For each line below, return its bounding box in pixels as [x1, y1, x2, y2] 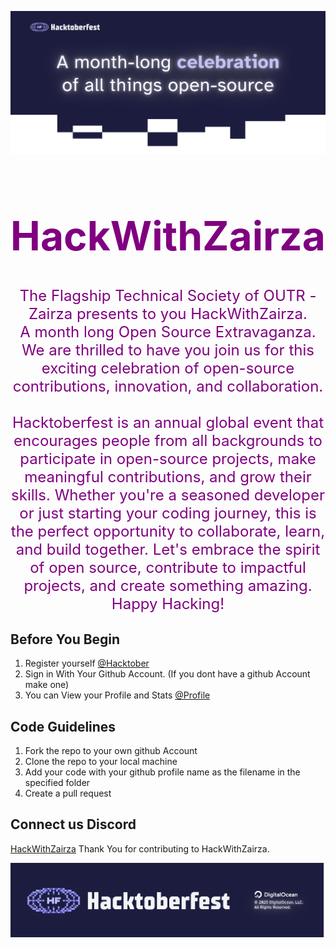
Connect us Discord [10, 816, 137, 833]
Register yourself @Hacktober [24, 657, 150, 670]
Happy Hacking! [111, 594, 225, 614]
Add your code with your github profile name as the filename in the [24, 766, 301, 778]
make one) [24, 679, 70, 691]
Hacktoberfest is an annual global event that [11, 413, 325, 433]
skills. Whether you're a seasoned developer [11, 486, 325, 505]
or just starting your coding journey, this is [19, 504, 317, 523]
